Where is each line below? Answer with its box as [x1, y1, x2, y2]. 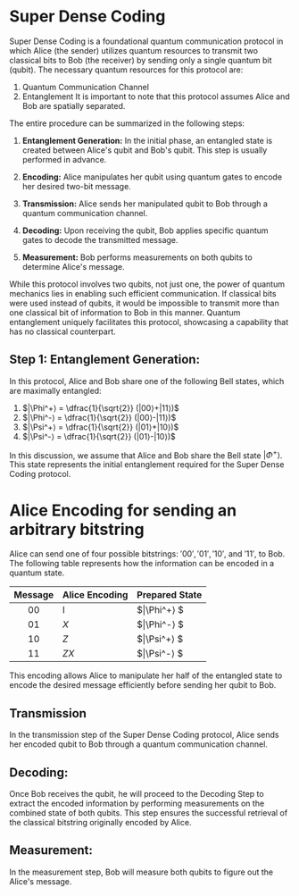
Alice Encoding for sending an [9, 500, 237, 520]
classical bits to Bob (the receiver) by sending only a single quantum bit [9, 54, 272, 65]
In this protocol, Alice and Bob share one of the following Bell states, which [9, 375, 285, 386]
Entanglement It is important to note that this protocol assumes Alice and [21, 91, 290, 102]
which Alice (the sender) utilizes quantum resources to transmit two [9, 45, 259, 55]
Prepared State [137, 589, 203, 601]
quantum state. [9, 567, 65, 578]
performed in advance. [21, 154, 107, 164]
